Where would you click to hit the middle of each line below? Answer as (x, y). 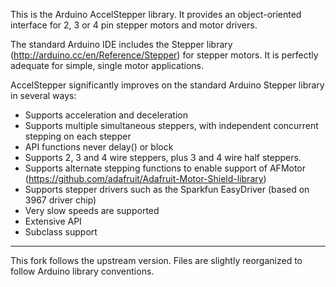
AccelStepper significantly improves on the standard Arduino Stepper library (167, 85)
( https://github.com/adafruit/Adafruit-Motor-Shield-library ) (145, 178)
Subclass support (61, 232)
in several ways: (43, 95)
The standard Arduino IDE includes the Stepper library (121, 44)
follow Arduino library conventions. (82, 271)
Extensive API (53, 221)
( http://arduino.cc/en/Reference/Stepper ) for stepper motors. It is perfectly (164, 55)
